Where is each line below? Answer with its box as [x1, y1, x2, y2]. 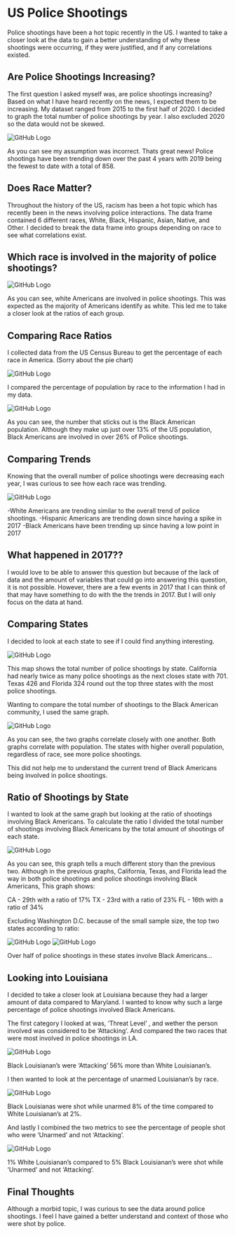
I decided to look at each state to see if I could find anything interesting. [7, 636, 215, 645]
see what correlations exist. [7, 231, 87, 239]
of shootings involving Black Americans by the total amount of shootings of [7, 825, 224, 833]
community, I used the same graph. [7, 708, 110, 716]
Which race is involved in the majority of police [7, 251, 217, 263]
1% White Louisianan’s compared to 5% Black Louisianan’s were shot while [7, 1158, 224, 1167]
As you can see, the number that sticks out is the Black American [7, 418, 196, 426]
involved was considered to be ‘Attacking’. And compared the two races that [7, 1027, 227, 1035]
